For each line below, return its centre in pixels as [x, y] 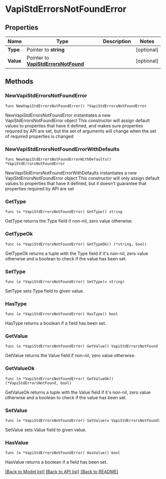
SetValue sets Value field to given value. [46, 430]
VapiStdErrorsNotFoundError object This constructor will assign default [77, 120]
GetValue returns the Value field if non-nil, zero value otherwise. [70, 356]
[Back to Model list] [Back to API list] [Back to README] [62, 472]
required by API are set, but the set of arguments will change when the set [81, 131]
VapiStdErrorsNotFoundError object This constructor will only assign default [82, 178]
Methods [19, 82]
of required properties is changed [39, 136]
